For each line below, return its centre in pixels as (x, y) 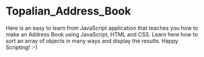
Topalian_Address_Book (68, 11)
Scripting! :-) (22, 47)
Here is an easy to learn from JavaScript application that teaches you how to (102, 28)
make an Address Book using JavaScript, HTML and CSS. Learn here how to (102, 34)
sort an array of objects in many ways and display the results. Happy (92, 41)
